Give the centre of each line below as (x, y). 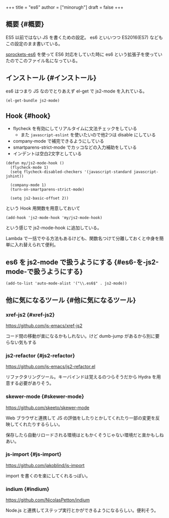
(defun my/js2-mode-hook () (35, 163)
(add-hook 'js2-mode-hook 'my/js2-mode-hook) (54, 218)
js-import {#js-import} (34, 454)
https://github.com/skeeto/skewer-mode (48, 407)
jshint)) (15, 176)
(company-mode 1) (28, 185)
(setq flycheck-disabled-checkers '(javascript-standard (71, 172)
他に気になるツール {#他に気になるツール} (71, 300)
